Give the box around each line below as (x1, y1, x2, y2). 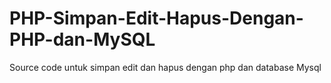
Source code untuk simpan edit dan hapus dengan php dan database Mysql (9, 61, 322, 73)
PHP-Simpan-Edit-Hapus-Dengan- (9, 7, 304, 30)
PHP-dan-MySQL (9, 28, 156, 51)
